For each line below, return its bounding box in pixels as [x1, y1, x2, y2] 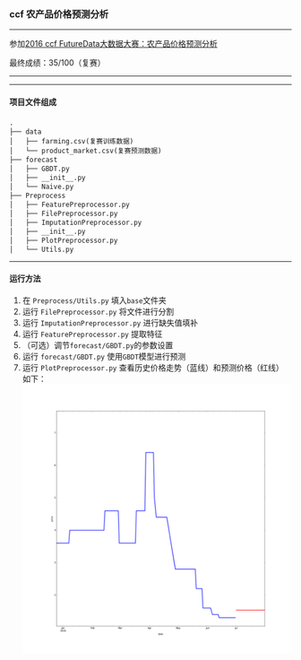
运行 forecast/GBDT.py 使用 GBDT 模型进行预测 [21, 351, 186, 361]
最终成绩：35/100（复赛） [9, 57, 106, 68]
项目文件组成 [9, 96, 56, 107]
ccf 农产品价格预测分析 [9, 7, 109, 20]
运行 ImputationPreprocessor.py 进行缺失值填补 [21, 317, 199, 328]
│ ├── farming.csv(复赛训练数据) [9, 136, 134, 145]
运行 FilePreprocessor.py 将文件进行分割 [21, 306, 175, 317]
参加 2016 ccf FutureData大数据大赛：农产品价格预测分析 [9, 39, 218, 49]
